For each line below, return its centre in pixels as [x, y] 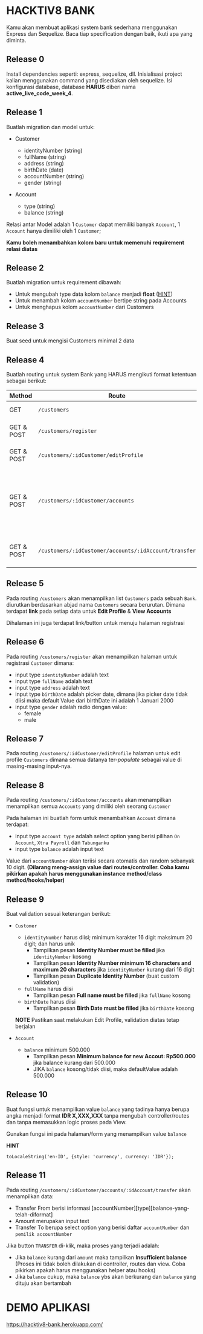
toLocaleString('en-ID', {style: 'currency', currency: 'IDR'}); [90, 1156]
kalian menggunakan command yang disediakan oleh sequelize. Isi [89, 80]
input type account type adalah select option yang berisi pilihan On [97, 836]
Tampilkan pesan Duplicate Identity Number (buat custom [106, 976]
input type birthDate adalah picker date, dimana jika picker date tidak [101, 694]
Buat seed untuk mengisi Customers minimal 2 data [70, 341]
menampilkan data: [30, 1196]
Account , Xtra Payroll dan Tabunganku [62, 842]
